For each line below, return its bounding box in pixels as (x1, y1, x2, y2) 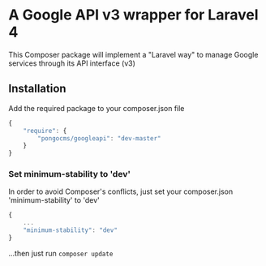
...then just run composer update (8, 248, 114, 258)
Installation (8, 82, 66, 96)
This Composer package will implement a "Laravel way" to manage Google (8, 49, 259, 59)
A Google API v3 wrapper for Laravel (8, 6, 259, 24)
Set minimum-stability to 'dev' (8, 169, 131, 180)
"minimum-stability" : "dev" (23, 226, 118, 234)
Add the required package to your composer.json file (8, 103, 185, 113)
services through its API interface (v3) (8, 58, 136, 68)
